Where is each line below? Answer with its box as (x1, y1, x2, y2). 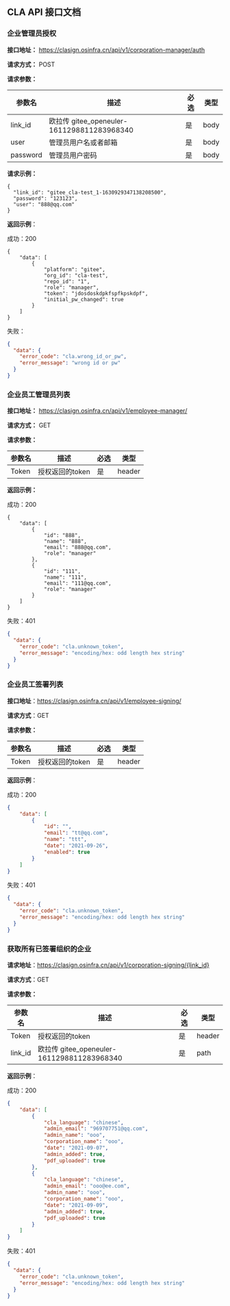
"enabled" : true (43, 849, 90, 855)
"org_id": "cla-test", (43, 272, 109, 279)
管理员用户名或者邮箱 (49, 138, 118, 147)
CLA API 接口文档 (7, 6, 81, 18)
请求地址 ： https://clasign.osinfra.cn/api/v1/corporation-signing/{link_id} (7, 961, 210, 969)
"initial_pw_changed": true (43, 296, 125, 303)
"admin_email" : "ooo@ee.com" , (43, 1183, 130, 1190)
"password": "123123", (13, 194, 78, 202)
